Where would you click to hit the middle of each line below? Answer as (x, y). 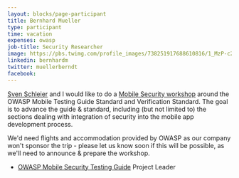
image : (17, 54)
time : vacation (30, 34)
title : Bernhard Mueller (44, 21)
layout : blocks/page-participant (57, 14)
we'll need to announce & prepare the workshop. (79, 153)
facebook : (22, 73)
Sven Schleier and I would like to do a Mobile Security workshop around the (118, 94)
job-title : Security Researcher (55, 47)
